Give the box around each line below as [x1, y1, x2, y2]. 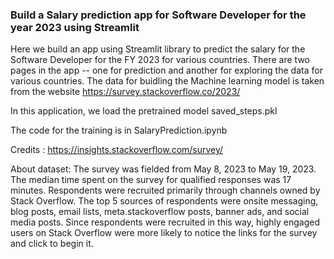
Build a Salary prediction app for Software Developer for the [10, 8, 307, 22]
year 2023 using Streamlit [10, 20, 140, 34]
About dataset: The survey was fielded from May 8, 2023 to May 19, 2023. [10, 163, 317, 175]
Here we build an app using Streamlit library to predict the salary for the [10, 43, 306, 55]
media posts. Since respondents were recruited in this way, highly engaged [10, 216, 320, 228]
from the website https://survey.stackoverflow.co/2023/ [10, 86, 241, 98]
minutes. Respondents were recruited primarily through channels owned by [10, 184, 321, 197]
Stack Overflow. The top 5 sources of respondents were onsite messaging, [10, 195, 319, 207]
